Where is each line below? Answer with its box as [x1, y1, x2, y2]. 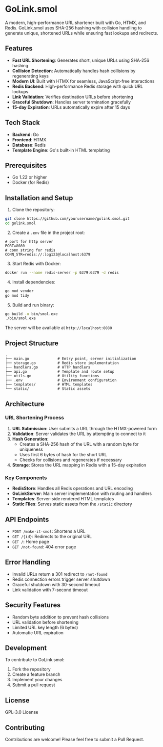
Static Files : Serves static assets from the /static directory [12, 501, 133, 507]
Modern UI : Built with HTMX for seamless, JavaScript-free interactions [12, 78, 155, 84]
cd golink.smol [5, 221, 36, 226]
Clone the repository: [12, 207, 55, 213]
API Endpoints [5, 515, 49, 523]
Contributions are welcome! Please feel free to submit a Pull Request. [5, 736, 144, 742]
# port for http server [5, 239, 54, 244]
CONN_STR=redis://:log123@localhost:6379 [5, 252, 91, 257]
